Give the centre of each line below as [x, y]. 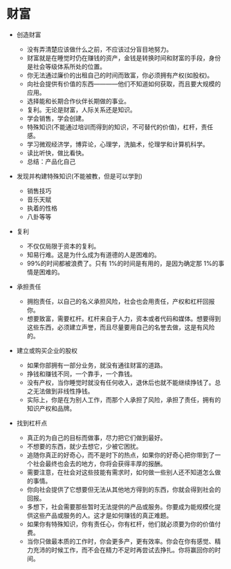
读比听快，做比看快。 [57, 153]
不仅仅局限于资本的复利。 [63, 246]
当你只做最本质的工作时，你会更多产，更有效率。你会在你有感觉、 [121, 541]
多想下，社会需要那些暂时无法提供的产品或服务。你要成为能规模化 [121, 507]
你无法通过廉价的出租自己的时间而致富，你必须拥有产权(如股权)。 [120, 75]
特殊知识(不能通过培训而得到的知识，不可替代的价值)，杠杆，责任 [120, 127]
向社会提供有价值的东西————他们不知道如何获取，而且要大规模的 [124, 84]
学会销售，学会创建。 [57, 118]
